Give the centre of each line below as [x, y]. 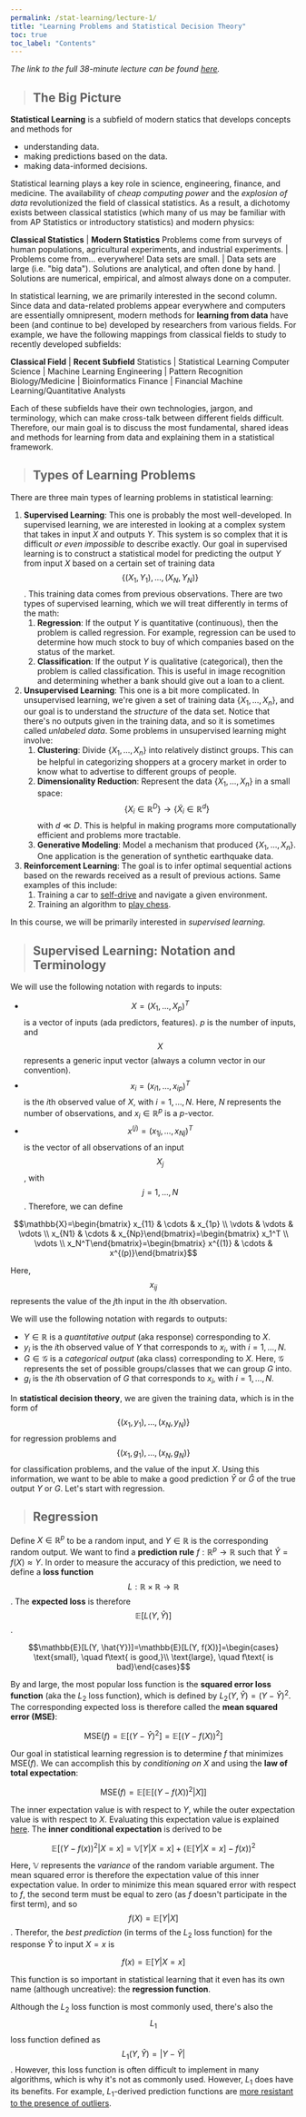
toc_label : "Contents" [53, 43]
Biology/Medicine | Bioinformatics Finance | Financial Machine [127, 381]
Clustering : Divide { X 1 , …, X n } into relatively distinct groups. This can [165, 752]
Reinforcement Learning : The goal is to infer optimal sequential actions [158, 866]
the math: [41, 613]
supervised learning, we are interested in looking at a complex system [154, 524]
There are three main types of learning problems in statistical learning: [142, 497]
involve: [38, 740]
